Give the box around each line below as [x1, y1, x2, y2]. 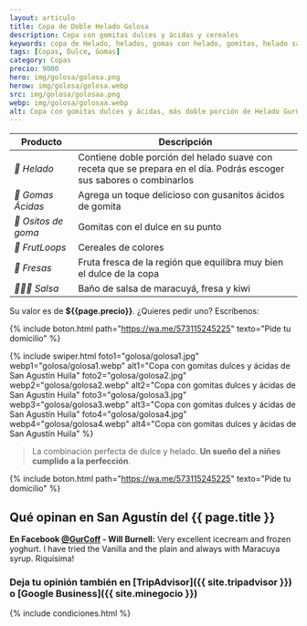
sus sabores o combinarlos [77, 174, 195, 187]
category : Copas [9, 56, 71, 65]
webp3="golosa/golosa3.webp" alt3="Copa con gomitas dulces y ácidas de [9, 399, 296, 411]
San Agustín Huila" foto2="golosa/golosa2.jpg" [9, 370, 187, 381]
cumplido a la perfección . [31, 455, 131, 466]
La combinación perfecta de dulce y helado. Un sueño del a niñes [31, 446, 281, 457]
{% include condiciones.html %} [9, 608, 132, 619]
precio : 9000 [9, 65, 59, 74]
